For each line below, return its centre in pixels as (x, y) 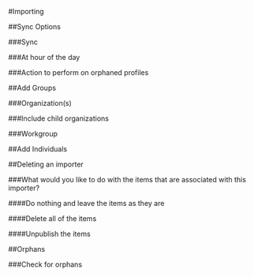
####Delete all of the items (52, 219)
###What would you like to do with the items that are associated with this (127, 180)
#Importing (26, 11)
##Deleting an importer (46, 164)
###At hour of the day (44, 57)
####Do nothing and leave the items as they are (86, 203)
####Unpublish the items (49, 234)
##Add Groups (32, 88)
